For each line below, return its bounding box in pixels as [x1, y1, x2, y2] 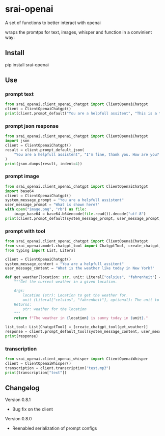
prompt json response [5, 122, 59, 129]
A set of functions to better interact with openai [5, 20, 101, 26]
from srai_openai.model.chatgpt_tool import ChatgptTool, [5, 243, 126, 248]
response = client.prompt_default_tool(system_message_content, [5, 329, 139, 334]
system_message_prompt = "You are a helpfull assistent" [5, 198, 124, 203]
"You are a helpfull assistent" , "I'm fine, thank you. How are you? [14, 152, 160, 157]
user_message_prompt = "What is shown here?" [5, 203, 100, 207]
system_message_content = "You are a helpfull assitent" [5, 262, 124, 266]
